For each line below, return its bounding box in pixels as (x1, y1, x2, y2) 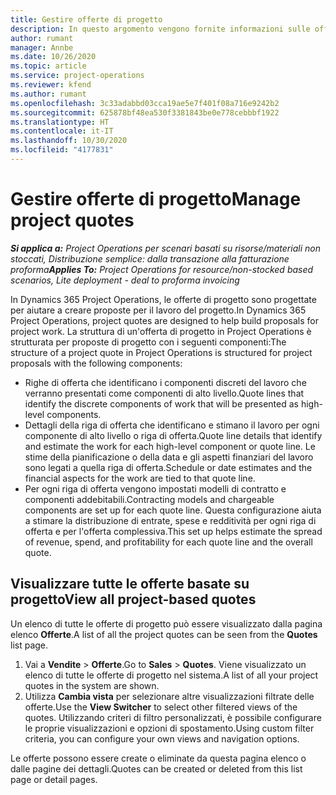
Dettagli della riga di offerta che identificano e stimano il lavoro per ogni (24, 419, 320, 431)
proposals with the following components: (10, 357, 183, 369)
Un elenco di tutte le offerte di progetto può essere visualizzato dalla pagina (10, 617, 323, 630)
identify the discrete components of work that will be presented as (24, 397, 299, 410)
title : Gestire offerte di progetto (10, 14, 163, 25)
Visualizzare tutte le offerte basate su (10, 576, 250, 593)
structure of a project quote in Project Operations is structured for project (10, 346, 313, 358)
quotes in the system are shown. (24, 679, 160, 691)
